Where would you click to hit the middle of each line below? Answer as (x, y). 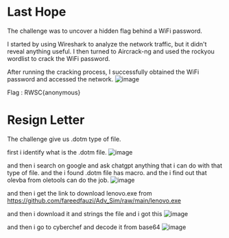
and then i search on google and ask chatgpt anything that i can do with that (115, 166)
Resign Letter (46, 120)
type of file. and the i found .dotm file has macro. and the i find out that (107, 172)
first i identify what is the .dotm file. (57, 152)
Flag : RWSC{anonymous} (44, 92)
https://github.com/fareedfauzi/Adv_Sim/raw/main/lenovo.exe (94, 200)
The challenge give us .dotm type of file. (64, 139)
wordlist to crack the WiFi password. (59, 58)
